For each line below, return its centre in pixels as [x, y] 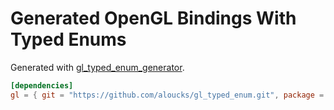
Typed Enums [68, 39]
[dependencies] [42, 85]
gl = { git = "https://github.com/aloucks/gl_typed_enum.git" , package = [167, 95]
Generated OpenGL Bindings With [153, 18]
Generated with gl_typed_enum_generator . [97, 67]
